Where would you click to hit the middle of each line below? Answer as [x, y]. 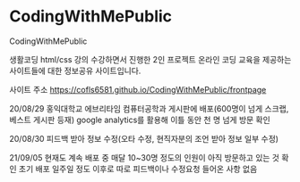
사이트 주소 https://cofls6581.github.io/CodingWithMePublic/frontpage [138, 89]
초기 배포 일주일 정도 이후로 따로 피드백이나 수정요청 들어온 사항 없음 [138, 169]
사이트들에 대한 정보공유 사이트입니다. [75, 70]
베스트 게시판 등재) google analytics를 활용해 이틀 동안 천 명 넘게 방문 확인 [140, 120]
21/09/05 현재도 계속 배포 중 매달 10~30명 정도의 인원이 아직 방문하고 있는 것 [145, 157]
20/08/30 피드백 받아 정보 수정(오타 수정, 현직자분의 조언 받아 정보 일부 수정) [144, 138]
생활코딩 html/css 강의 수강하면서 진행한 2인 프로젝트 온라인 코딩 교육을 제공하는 [150, 59]
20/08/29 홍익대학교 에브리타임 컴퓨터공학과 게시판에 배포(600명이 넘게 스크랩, [149, 108]
